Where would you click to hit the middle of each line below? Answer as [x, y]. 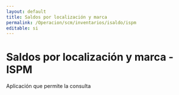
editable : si [22, 28]
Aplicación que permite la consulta [48, 86]
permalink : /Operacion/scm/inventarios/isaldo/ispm [71, 22]
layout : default [26, 12]
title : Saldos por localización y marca [57, 17]
